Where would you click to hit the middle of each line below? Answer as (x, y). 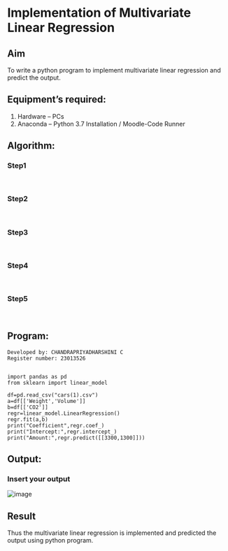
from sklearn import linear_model (58, 383)
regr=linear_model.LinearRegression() (64, 413)
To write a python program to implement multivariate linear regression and (114, 70)
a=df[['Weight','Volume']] (47, 401)
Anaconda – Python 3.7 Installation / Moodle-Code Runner (101, 124)
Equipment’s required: (57, 100)
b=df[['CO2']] (28, 407)
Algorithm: (31, 146)
